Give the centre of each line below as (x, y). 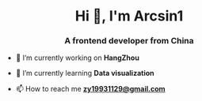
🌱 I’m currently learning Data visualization (85, 73)
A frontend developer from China (129, 41)
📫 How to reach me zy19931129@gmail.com (90, 89)
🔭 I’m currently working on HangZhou (78, 58)
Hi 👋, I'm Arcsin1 (129, 16)
